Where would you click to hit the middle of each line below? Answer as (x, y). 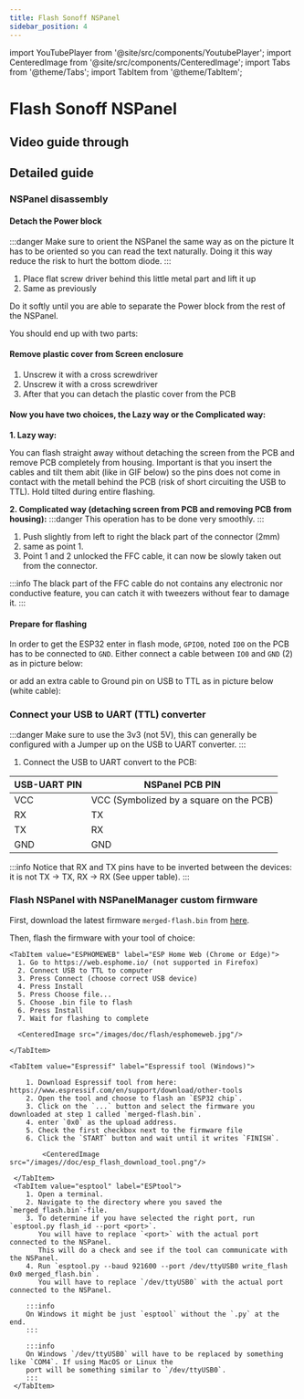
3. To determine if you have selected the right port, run (141, 1218)
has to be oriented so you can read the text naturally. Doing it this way (141, 251)
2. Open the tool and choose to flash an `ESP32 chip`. (135, 1098)
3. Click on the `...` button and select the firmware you (141, 1106)
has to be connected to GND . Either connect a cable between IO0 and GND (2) (152, 654)
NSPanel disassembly (59, 199)
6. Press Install (51, 1010)
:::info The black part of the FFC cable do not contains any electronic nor (146, 584)
